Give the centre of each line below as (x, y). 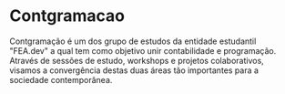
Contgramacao (67, 16)
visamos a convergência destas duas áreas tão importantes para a (134, 70)
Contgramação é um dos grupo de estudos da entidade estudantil (133, 41)
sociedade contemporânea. (61, 79)
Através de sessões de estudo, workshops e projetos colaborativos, (137, 60)
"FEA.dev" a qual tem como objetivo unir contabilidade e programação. (143, 50)
